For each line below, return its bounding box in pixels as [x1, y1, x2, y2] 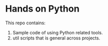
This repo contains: [5, 20, 46, 26]
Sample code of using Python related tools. [12, 29, 103, 35]
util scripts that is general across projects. [12, 35, 100, 41]
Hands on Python [5, 3, 80, 15]
